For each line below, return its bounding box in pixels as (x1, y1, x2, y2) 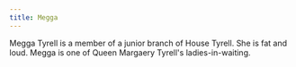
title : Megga (9, 13, 58, 22)
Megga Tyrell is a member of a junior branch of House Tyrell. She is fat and (9, 38, 288, 48)
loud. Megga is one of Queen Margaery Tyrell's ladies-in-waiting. (9, 46, 251, 58)
